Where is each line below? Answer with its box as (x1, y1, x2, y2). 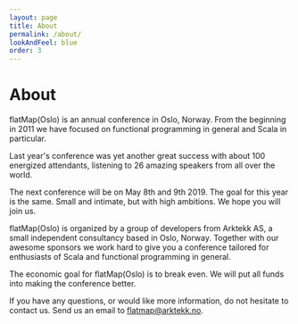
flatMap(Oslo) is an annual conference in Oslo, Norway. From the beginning (9, 114, 286, 125)
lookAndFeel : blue (9, 37, 78, 47)
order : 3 (9, 46, 42, 55)
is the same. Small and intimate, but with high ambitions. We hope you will (9, 196, 281, 207)
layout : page (9, 12, 58, 22)
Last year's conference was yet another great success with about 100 (9, 151, 266, 162)
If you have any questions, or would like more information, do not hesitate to (9, 295, 289, 306)
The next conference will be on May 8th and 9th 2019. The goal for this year (9, 187, 288, 197)
